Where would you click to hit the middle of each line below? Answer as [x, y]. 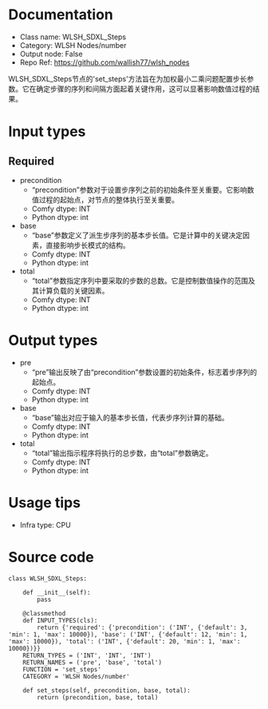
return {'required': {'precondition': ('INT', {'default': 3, [142, 627]
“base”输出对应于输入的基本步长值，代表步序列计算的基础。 [130, 417]
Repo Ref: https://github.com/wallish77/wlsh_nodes [104, 62]
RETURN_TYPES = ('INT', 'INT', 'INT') [87, 655]
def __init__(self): [57, 592]
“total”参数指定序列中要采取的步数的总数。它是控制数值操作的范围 [140, 281]
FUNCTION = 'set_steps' [62, 669]
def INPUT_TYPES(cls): [60, 620]
